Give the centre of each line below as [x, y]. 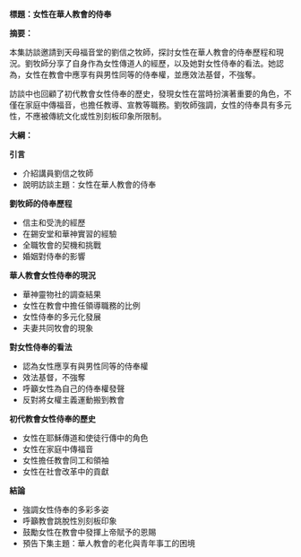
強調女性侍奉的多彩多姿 [65, 509]
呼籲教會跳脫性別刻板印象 [69, 521]
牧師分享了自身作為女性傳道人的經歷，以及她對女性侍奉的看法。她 [154, 63]
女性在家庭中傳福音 [58, 449]
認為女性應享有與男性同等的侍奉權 [85, 366]
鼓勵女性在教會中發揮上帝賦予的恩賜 [89, 532]
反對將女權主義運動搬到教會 [73, 400]
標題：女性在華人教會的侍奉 [60, 14]
